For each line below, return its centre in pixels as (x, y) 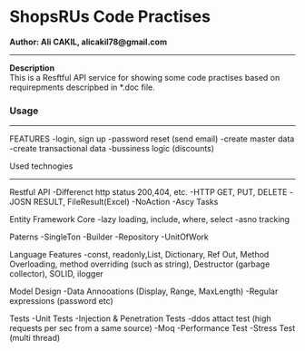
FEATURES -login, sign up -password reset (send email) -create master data (152, 139)
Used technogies (41, 166)
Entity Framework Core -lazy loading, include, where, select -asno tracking (150, 219)
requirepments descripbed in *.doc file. (83, 87)
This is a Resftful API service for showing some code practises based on (145, 77)
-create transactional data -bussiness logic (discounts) (112, 149)
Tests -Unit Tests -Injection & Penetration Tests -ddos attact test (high (141, 318)
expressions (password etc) (61, 301)
